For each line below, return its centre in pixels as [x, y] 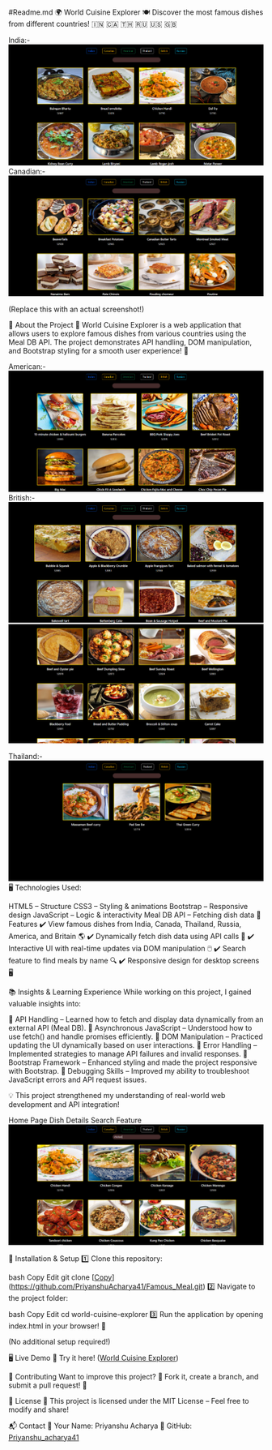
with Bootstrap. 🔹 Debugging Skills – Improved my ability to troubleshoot [129, 1070]
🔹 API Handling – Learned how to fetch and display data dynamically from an [136, 1019]
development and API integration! [64, 1104]
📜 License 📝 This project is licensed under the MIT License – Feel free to [129, 1401]
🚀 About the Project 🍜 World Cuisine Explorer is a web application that [125, 325]
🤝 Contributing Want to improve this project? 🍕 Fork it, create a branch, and [134, 1376]
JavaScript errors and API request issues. [78, 1079]
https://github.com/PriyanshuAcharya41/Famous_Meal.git [107, 1286]
